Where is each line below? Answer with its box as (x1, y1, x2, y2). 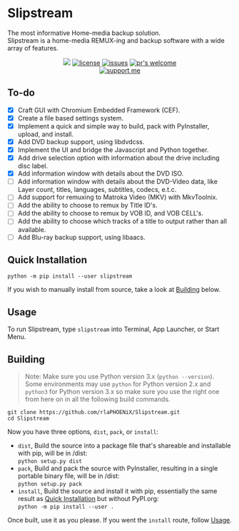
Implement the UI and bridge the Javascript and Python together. (17, 146, 209, 154)
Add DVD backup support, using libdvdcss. (17, 137, 145, 146)
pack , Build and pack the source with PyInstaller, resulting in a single (17, 464, 218, 472)
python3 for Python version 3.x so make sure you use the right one (24, 388, 220, 395)
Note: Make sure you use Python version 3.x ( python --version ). (24, 373, 215, 380)
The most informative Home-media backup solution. (7, 29, 161, 37)
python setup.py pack (17, 480, 82, 487)
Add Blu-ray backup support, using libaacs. (17, 233, 146, 241)
